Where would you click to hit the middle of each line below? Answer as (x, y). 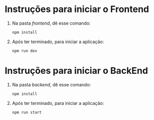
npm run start (27, 112)
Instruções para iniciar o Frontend (77, 9)
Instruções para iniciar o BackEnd (76, 71)
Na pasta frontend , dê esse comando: (51, 23)
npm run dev (24, 51)
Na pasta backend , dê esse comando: (51, 84)
